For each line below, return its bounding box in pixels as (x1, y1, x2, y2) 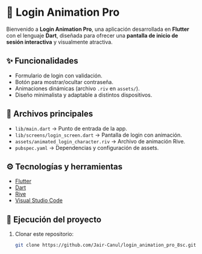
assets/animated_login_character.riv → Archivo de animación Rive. (14, 137, 186, 145)
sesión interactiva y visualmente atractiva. (6, 38, 113, 45)
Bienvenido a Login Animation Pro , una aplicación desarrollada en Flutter (6, 25, 190, 33)
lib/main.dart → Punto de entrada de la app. (14, 125, 128, 132)
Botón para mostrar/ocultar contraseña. (14, 78, 113, 85)
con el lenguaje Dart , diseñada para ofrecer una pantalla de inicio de (6, 31, 178, 39)
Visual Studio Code (14, 197, 63, 204)
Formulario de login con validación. (14, 72, 103, 79)
